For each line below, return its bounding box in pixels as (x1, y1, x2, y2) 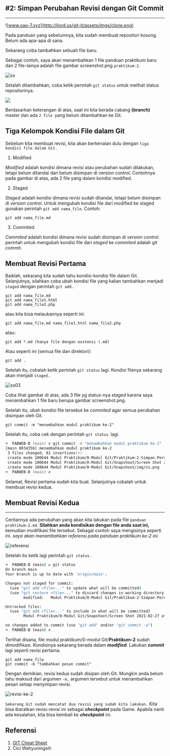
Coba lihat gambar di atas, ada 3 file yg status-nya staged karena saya (5, 392, 153, 398)
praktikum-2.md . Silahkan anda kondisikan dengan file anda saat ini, (5, 522, 150, 528)
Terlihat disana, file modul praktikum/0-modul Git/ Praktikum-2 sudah (5, 636, 150, 643)
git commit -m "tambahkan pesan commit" (5, 661, 92, 666)
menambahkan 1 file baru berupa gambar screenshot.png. (5, 397, 126, 404)
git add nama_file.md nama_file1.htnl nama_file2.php (5, 321, 121, 326)
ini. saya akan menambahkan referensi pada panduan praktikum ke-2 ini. (5, 533, 159, 539)
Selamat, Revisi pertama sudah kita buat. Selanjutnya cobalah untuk (5, 479, 147, 485)
